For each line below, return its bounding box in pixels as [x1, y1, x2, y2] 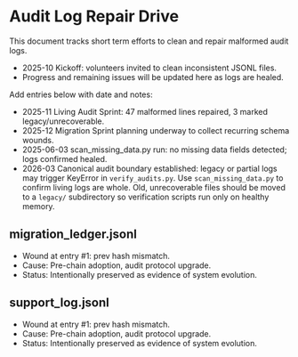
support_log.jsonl [9, 296, 109, 311]
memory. [21, 200, 55, 211]
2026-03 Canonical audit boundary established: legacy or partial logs [21, 163, 278, 174]
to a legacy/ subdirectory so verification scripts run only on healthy [21, 191, 270, 202]
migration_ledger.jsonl [9, 227, 138, 242]
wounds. [21, 134, 54, 145]
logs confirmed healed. [21, 153, 108, 164]
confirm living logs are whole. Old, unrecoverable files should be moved [21, 182, 286, 192]
